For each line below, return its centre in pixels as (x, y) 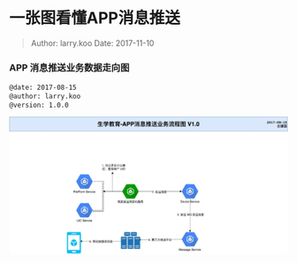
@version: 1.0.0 (39, 105)
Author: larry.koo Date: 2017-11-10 (92, 43)
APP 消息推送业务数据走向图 (69, 67)
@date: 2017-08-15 (43, 88)
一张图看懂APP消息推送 (95, 18)
